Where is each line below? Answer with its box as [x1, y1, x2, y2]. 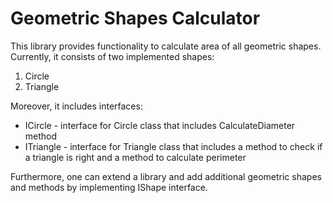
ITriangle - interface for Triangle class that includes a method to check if [24, 140, 323, 152]
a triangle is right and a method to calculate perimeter [24, 151, 247, 163]
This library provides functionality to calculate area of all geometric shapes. [10, 40, 322, 52]
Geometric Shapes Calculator [10, 7, 261, 30]
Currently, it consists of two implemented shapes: [10, 50, 215, 62]
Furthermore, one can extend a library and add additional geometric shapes [10, 170, 322, 182]
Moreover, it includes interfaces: [10, 100, 143, 112]
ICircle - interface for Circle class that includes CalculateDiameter [24, 119, 296, 131]
